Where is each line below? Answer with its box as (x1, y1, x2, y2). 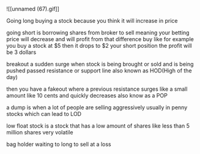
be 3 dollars (6, 48, 37, 56)
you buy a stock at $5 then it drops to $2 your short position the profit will (6, 42, 192, 49)
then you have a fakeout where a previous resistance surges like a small (6, 85, 188, 93)
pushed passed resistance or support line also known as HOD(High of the (6, 67, 192, 74)
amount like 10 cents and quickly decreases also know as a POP (6, 92, 168, 99)
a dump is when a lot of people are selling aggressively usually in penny (6, 104, 188, 111)
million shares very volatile (6, 129, 73, 136)
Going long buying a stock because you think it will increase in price (6, 17, 178, 24)
